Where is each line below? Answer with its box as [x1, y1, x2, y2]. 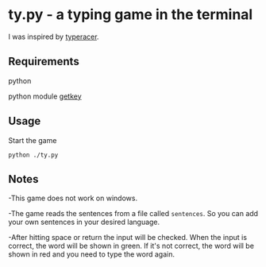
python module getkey [8, 91, 82, 101]
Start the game [8, 135, 57, 145]
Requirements [8, 55, 79, 68]
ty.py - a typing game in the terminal [8, 6, 253, 24]
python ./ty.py [8, 151, 59, 159]
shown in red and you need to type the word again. [8, 250, 175, 259]
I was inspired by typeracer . [8, 32, 99, 41]
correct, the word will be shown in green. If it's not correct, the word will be [8, 241, 254, 251]
